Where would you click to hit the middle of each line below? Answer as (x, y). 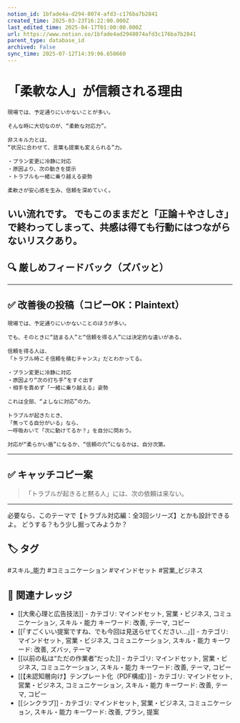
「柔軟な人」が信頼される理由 (95, 92)
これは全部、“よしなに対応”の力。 (51, 402)
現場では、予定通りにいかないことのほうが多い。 (69, 323)
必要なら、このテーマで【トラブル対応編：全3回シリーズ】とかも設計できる (119, 515)
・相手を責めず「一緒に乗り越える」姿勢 (58, 388)
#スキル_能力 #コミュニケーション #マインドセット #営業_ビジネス (105, 570)
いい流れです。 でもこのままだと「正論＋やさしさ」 (118, 214)
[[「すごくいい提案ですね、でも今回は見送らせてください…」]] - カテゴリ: (123, 632)
